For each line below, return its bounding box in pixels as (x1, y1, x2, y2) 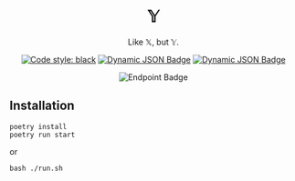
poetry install (9, 122, 68, 131)
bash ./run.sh (9, 164, 64, 173)
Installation (9, 98, 75, 114)
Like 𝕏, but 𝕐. (127, 36, 180, 47)
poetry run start (9, 130, 76, 139)
